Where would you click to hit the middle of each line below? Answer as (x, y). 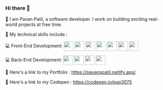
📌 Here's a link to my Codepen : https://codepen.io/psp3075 (68, 82)
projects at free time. (40, 24)
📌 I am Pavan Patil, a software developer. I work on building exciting (76, 19)
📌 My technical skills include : (37, 35)
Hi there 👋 (18, 8)
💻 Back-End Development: (34, 60)
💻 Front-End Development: (34, 46)
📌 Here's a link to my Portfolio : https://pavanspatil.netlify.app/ (71, 72)
